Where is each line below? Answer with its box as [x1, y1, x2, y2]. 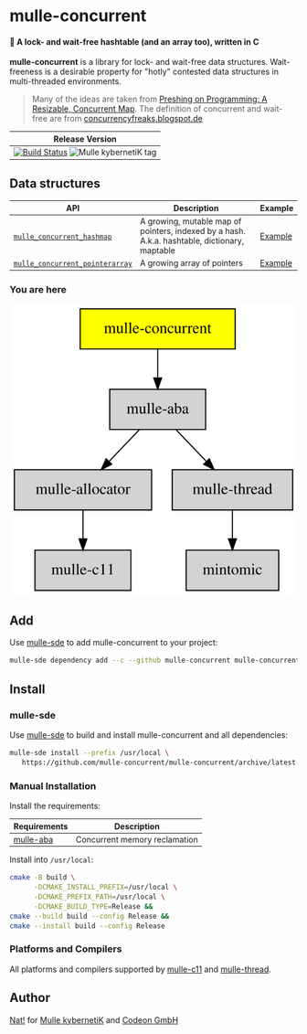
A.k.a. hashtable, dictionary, [140, 235, 245, 247]
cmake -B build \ [9, 873, 76, 882]
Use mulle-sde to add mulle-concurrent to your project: [9, 637, 218, 648]
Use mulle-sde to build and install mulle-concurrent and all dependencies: [9, 730, 289, 741]
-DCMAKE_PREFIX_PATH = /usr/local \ [33, 892, 166, 901]
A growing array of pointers [140, 258, 244, 269]
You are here [9, 282, 67, 295]
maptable [140, 245, 175, 256]
